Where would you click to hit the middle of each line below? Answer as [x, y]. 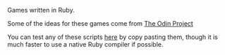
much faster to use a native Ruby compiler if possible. [85, 44]
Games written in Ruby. [41, 10]
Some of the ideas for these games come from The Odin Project [101, 23]
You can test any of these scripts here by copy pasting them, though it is [113, 37]
